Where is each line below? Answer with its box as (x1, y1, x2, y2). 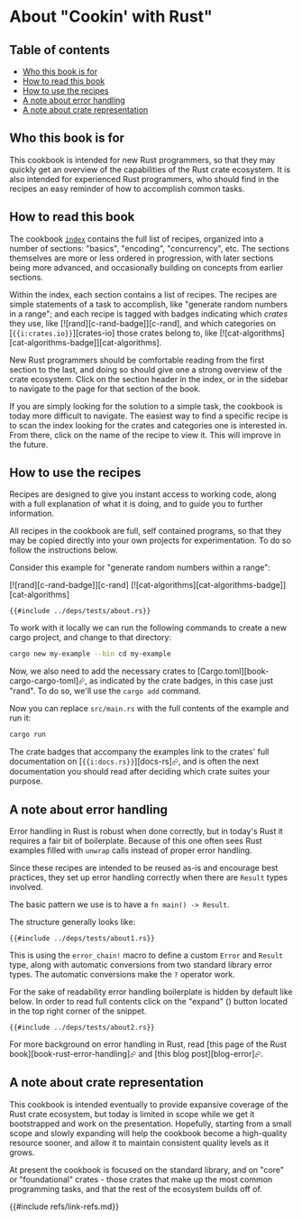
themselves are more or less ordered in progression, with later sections (9, 252, 274, 263)
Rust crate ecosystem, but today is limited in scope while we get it (9, 1108, 255, 1119)
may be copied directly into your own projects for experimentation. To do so (9, 535, 291, 546)
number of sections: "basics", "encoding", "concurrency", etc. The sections (9, 243, 290, 253)
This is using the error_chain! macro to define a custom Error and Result (9, 949, 284, 960)
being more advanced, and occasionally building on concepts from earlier (9, 261, 284, 272)
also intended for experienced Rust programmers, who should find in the (9, 173, 279, 184)
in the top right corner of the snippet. (9, 1005, 147, 1016)
